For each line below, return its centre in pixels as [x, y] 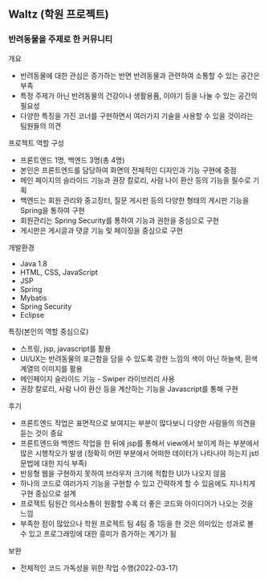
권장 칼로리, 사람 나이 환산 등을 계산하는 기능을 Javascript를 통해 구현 [129, 389]
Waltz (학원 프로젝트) [59, 14]
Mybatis [33, 298]
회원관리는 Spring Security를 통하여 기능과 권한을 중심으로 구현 [119, 220]
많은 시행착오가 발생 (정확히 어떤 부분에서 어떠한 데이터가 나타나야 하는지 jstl [139, 453]
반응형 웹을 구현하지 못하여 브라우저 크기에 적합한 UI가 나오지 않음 [123, 473]
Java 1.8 [34, 263]
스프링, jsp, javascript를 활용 [65, 348]
